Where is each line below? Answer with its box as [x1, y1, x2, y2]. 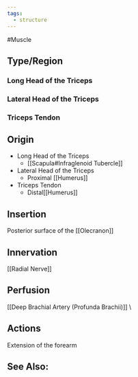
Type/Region [7, 55, 64, 67]
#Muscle [7, 35, 32, 43]
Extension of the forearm [7, 341, 77, 349]
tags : [7, 10, 23, 17]
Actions [7, 323, 41, 334]
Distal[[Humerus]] [27, 188, 78, 196]
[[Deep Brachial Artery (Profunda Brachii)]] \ [7, 303, 132, 311]
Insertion [7, 208, 46, 220]
